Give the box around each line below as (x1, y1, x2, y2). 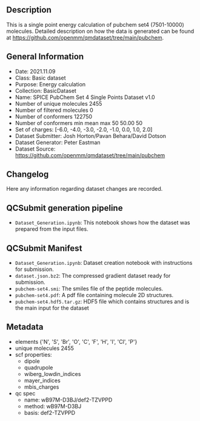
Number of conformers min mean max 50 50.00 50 (15, 119, 143, 126)
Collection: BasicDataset (15, 87, 77, 94)
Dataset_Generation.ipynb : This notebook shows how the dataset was (15, 219, 190, 227)
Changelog (6, 169, 49, 180)
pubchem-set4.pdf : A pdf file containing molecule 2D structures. (15, 292, 174, 299)
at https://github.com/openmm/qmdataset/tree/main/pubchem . (6, 33, 164, 41)
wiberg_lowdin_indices (24, 370, 81, 377)
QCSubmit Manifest (6, 243, 82, 253)
